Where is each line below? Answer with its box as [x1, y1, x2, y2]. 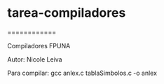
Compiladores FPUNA [7, 41, 71, 50]
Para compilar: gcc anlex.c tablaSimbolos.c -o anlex [7, 69, 158, 77]
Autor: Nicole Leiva [7, 55, 62, 64]
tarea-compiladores [7, 5, 126, 21]
